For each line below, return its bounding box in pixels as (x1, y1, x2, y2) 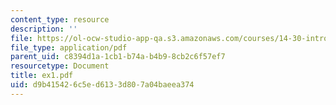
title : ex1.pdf (10, 71, 74, 81)
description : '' (10, 24, 78, 34)
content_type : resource (10, 14, 110, 25)
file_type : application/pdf (10, 42, 128, 53)
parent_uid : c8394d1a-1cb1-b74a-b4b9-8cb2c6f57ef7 (10, 52, 226, 62)
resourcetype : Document (10, 61, 110, 71)
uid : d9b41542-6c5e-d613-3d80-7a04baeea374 (10, 80, 195, 90)
